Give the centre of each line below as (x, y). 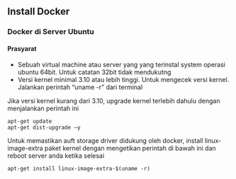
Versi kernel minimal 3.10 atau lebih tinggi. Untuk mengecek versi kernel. (123, 79)
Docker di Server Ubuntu (51, 32)
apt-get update (30, 121)
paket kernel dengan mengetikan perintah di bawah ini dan (130, 148)
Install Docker (39, 12)
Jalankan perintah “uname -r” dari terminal (80, 87)
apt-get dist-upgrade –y (44, 127)
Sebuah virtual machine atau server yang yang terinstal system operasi (121, 64)
